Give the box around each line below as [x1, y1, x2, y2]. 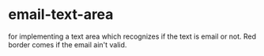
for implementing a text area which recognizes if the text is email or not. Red [8, 32, 257, 41]
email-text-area [8, 6, 114, 24]
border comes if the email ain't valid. [8, 39, 127, 49]
